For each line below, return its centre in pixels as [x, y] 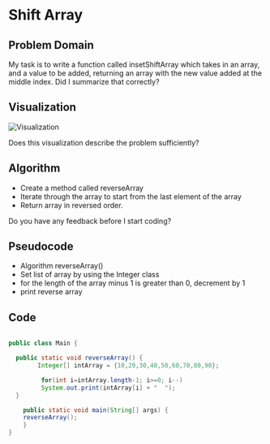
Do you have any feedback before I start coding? [90, 220]
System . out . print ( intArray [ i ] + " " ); [108, 388]
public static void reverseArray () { [79, 358]
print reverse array [51, 292]
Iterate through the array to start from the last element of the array [131, 196]
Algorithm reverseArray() [62, 266]
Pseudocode [41, 247]
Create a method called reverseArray [82, 188]
